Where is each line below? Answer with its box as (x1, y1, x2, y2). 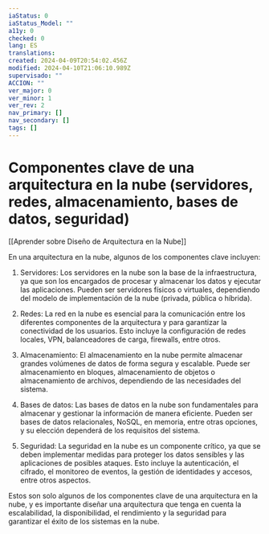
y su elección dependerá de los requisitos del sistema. (19, 425, 201, 435)
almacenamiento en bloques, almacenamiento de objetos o (19, 367, 215, 376)
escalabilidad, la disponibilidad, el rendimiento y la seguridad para (8, 507, 227, 517)
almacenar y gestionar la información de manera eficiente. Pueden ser (19, 408, 253, 418)
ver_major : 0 (8, 86, 52, 95)
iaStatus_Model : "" (8, 19, 74, 27)
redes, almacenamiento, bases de (8, 192, 238, 211)
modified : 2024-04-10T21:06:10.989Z (8, 64, 131, 72)
